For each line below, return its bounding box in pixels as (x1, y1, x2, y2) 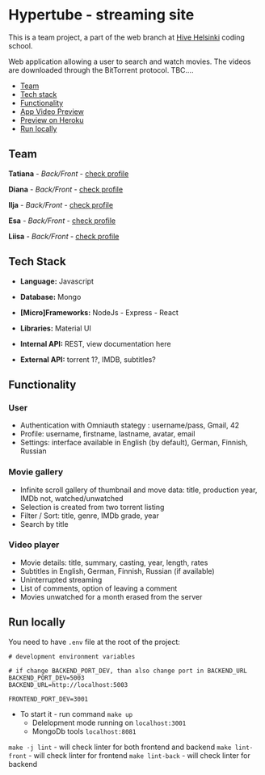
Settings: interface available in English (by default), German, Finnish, (19, 438, 248, 448)
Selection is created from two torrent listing (19, 502, 165, 512)
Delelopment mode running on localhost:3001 (32, 718, 187, 727)
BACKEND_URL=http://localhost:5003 (8, 680, 128, 689)
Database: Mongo (19, 292, 82, 301)
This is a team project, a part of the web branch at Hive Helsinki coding (8, 32, 245, 42)
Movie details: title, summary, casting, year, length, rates (19, 558, 208, 567)
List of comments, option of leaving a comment (19, 583, 178, 593)
